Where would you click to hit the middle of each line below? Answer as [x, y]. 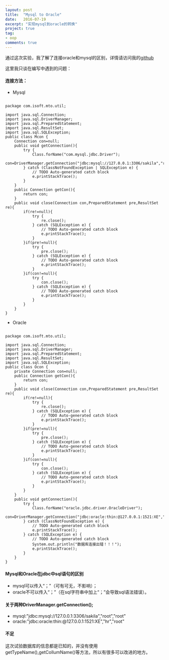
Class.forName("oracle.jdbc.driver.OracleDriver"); [87, 508]
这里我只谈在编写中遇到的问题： [38, 68]
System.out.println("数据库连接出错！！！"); [77, 544]
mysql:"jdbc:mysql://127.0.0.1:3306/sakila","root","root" [69, 616]
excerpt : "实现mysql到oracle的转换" [41, 24]
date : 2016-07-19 [26, 19]
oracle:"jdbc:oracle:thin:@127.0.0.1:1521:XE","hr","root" [68, 621]
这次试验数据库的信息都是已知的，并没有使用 [52, 646]
